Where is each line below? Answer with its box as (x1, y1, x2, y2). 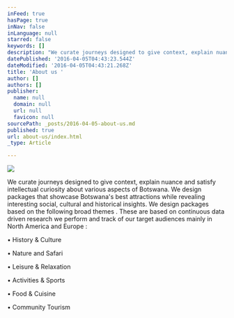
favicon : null (13, 113, 54, 120)
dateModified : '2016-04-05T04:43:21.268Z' (7, 62, 132, 69)
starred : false (7, 36, 52, 43)
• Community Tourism (7, 303, 71, 312)
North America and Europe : (7, 222, 88, 230)
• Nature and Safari (7, 249, 63, 257)
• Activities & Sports (7, 276, 65, 285)
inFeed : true (7, 10, 45, 17)
